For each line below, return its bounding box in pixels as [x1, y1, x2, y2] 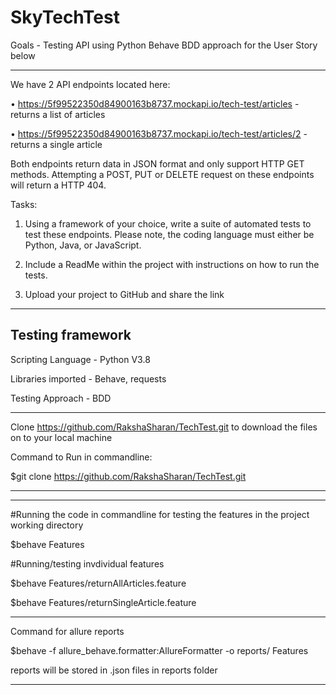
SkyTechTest [10, 6, 120, 29]
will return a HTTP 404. [10, 179, 107, 191]
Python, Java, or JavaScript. [24, 239, 142, 251]
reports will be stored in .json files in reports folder [10, 664, 218, 676]
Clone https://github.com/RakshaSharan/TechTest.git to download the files [10, 421, 318, 433]
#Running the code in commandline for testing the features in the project [10, 508, 310, 520]
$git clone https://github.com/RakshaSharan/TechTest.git [10, 470, 247, 482]
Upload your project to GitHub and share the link [24, 288, 225, 300]
